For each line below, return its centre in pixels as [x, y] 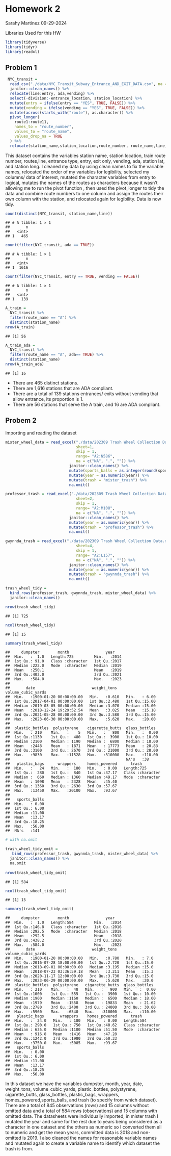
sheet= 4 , [85, 546]
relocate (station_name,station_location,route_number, [69, 146]
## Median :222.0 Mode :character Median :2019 [64, 666]
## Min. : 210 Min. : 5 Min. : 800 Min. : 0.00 [82, 733]
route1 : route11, [32, 122]
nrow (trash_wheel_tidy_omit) [36, 872]
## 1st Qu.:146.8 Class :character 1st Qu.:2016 [64, 927]
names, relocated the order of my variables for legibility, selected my [77, 172]
